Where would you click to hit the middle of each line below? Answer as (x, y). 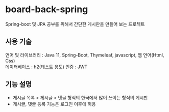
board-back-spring (47, 9)
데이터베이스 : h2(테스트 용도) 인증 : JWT (46, 67)
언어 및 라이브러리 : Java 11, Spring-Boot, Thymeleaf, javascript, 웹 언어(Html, (85, 55)
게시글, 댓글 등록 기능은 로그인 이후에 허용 (54, 104)
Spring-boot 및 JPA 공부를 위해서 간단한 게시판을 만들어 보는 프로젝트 (75, 24)
